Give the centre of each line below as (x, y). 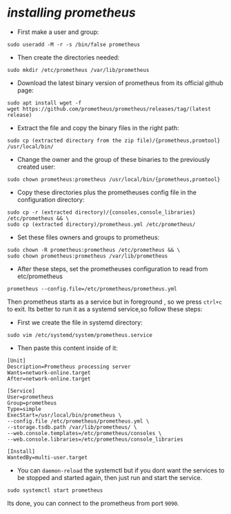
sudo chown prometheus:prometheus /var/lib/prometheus (88, 256)
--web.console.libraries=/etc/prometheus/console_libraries (96, 439)
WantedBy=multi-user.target (48, 457)
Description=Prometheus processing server (69, 367)
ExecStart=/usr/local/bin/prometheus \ (64, 415)
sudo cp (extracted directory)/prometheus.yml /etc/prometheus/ (101, 224)
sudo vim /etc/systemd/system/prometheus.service (80, 335)
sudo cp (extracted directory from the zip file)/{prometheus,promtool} (114, 140)
